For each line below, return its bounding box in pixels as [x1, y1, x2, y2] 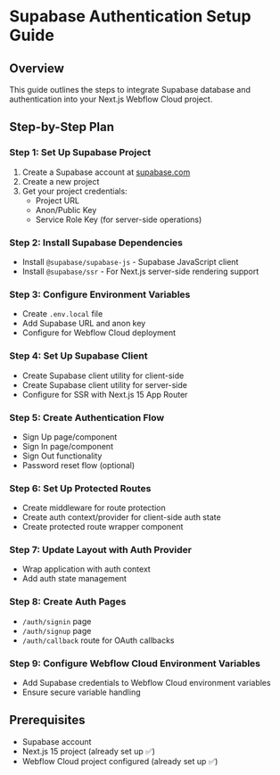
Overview [9, 61, 65, 76]
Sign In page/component [21, 441, 114, 451]
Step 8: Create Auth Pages [9, 596, 127, 608]
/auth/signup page [21, 625, 92, 636]
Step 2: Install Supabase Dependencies [9, 236, 183, 249]
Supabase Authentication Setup [9, 6, 251, 27]
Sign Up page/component [21, 431, 118, 442]
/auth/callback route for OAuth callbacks [21, 635, 175, 646]
